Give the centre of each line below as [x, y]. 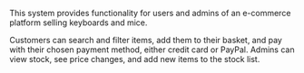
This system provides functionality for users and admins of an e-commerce [150, 13]
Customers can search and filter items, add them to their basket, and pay [146, 40]
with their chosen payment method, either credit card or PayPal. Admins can [152, 50]
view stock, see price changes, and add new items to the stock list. [135, 59]
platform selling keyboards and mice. [78, 23]
